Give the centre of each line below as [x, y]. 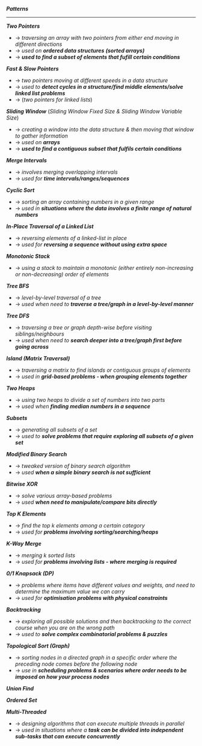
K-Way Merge [24, 544]
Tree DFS [18, 316]
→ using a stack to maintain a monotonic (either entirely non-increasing [104, 268]
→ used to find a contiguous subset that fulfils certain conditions [98, 148]
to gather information [41, 136]
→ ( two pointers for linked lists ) [54, 100]
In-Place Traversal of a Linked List [50, 226]
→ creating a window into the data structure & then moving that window [104, 129]
